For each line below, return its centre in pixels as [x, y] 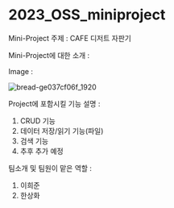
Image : [21, 71]
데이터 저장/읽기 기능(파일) [62, 131]
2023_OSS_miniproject [87, 15]
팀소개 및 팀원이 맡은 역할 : [50, 168]
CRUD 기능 [38, 121]
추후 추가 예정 [41, 151]
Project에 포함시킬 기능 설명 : [54, 103]
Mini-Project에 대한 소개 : [49, 55]
